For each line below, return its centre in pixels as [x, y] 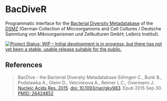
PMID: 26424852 [36, 93]
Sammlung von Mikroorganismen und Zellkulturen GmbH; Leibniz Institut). [82, 34]
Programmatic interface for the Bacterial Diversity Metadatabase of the [79, 23]
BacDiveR [26, 9]
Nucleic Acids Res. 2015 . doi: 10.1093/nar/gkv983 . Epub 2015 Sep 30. [90, 88]
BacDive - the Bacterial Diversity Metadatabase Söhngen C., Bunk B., [90, 77]
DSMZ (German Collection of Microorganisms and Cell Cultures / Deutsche [83, 28]
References [24, 65]
